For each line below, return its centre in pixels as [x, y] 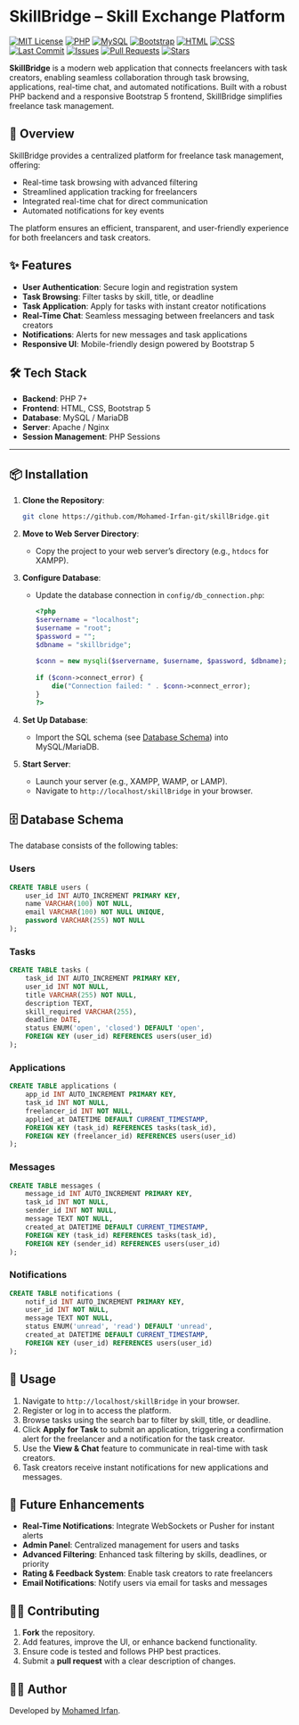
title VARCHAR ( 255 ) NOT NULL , [81, 995]
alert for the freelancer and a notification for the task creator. [133, 1439]
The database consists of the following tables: [94, 846]
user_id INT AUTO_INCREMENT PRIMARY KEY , [103, 896]
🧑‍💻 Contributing [55, 1611]
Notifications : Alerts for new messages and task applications [134, 334]
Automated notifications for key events [93, 211]
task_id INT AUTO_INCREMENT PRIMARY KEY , [103, 979]
